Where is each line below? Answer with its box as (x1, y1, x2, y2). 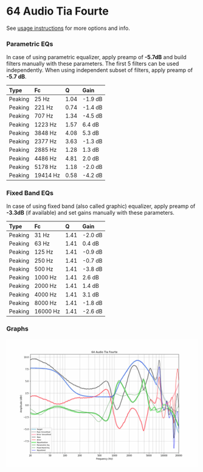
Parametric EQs (6, 40, 53, 48)
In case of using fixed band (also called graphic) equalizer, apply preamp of (6, 202, 196, 210)
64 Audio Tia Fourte (6, 4, 109, 18)
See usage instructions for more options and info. (6, 24, 131, 32)
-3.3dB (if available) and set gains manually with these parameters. (6, 209, 175, 216)
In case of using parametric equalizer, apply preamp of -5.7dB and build (6, 54, 187, 61)
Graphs (6, 324, 29, 333)
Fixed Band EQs (6, 188, 53, 197)
